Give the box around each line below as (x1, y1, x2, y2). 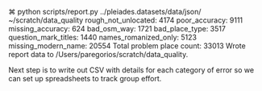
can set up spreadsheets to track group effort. (8, 74, 162, 83)
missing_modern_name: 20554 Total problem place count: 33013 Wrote (8, 41, 246, 51)
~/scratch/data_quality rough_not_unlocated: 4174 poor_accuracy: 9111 (8, 15, 243, 25)
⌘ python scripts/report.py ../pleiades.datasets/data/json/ (8, 7, 202, 16)
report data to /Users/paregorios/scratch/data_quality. (8, 50, 189, 59)
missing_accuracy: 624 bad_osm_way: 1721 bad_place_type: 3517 (8, 24, 226, 33)
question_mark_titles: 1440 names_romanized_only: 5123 (8, 32, 198, 42)
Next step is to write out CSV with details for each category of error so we (8, 65, 255, 75)
